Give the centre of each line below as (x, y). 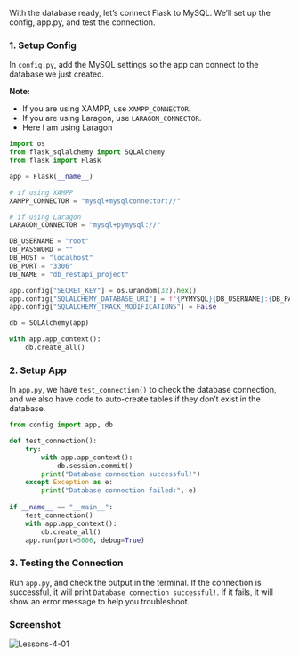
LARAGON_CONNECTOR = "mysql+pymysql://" (85, 225)
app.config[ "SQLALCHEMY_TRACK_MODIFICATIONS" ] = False (113, 307)
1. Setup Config (43, 45)
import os (28, 144)
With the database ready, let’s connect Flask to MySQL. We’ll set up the (140, 13)
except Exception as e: (69, 483)
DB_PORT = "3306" (41, 266)
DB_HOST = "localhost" (51, 258)
